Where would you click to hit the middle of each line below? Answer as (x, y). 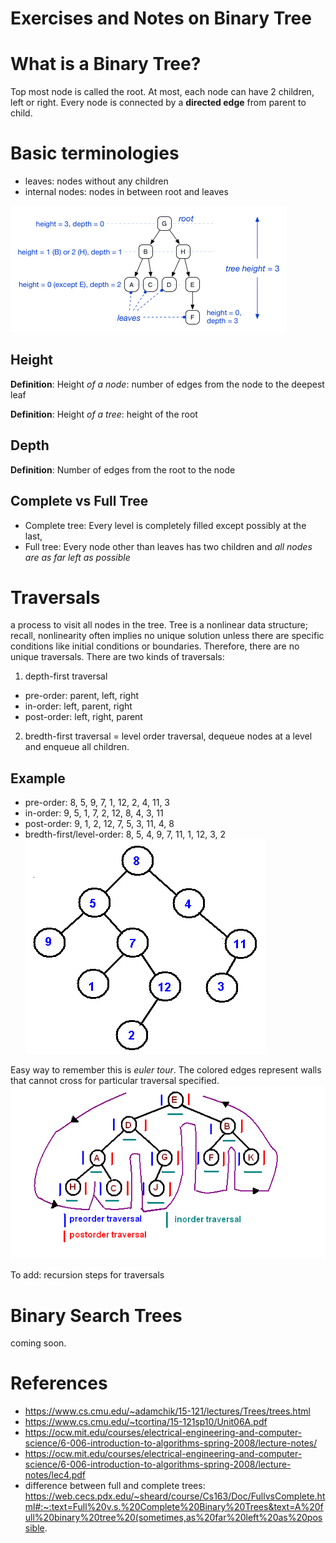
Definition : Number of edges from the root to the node (123, 469)
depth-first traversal (66, 676)
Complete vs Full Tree (79, 501)
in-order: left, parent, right (78, 706)
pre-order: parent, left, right (82, 696)
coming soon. (38, 1343)
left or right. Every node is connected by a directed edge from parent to (158, 103)
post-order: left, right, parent (83, 717)
